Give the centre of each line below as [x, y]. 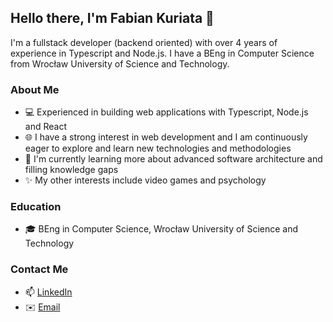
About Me [35, 89]
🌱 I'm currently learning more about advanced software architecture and [173, 159]
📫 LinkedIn [48, 292]
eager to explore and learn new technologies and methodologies [158, 148]
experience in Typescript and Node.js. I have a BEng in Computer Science [162, 53]
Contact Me [39, 269]
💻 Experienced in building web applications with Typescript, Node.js [166, 112]
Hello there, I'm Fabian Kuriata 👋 [112, 18]
